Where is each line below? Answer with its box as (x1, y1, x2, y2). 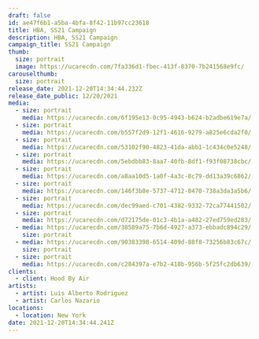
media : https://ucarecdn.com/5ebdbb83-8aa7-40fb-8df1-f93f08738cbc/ (22, 158, 252, 166)
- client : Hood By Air (15, 275, 90, 283)
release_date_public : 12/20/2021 (8, 92, 118, 100)
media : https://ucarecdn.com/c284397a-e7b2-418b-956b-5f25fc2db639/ (22, 260, 252, 268)
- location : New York (15, 311, 87, 319)
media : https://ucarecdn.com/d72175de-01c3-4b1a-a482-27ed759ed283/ (22, 216, 252, 224)
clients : (8, 267, 37, 275)
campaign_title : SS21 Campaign (8, 41, 111, 49)
